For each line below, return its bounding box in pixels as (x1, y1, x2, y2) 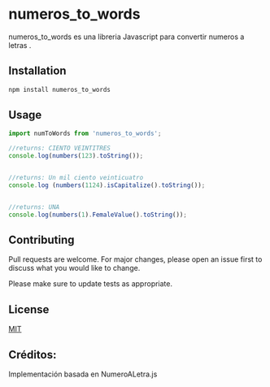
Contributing (8, 233, 75, 246)
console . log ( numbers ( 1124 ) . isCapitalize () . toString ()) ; (8, 180, 206, 189)
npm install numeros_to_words (8, 85, 111, 93)
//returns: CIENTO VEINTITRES (8, 144, 111, 153)
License (8, 302, 50, 316)
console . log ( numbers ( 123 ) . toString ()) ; (8, 152, 144, 160)
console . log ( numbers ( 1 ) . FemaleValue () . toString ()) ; (8, 211, 187, 219)
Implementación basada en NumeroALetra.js (8, 369, 158, 379)
